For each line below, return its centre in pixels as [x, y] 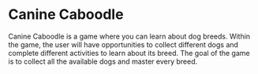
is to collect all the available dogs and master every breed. [103, 61]
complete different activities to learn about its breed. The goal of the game [129, 53]
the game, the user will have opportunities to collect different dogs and [123, 44]
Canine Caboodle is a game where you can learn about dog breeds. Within [129, 36]
